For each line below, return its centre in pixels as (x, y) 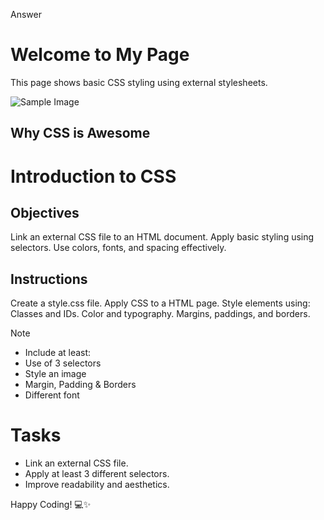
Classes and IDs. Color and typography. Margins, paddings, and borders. (160, 314)
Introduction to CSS (93, 176)
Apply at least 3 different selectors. (97, 474)
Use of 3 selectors (63, 363)
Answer (26, 14)
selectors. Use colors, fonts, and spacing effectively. (118, 248)
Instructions (49, 279)
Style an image (55, 374)
